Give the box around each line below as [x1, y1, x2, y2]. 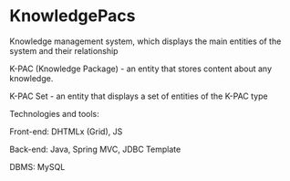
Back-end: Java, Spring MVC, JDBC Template [9, 144, 181, 154]
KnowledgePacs [9, 5, 136, 27]
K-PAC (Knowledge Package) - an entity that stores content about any [9, 63, 272, 74]
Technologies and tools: [9, 108, 99, 119]
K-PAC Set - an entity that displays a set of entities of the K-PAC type [9, 90, 268, 101]
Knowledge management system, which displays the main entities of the [9, 36, 282, 47]
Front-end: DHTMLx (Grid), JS [9, 125, 123, 137]
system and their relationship [9, 45, 119, 56]
